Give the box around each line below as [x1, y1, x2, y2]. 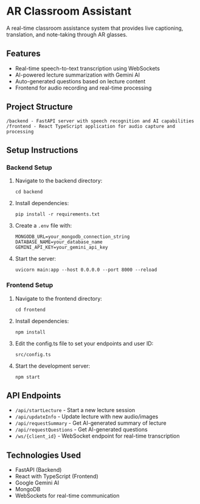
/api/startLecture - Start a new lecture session [15, 407, 136, 414]
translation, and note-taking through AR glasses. [6, 30, 128, 38]
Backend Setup [6, 163, 53, 172]
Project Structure [6, 102, 73, 112]
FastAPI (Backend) [15, 466, 62, 474]
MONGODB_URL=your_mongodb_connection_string [15, 234, 130, 240]
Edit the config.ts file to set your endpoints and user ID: [15, 340, 154, 347]
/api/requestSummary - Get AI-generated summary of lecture [15, 419, 167, 427]
